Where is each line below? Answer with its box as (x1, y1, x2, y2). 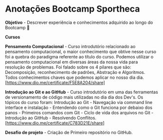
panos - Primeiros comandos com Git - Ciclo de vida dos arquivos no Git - (5, 109, 154, 115)
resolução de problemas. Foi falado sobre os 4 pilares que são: (5, 64, 131, 70)
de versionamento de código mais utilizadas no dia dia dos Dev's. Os (5, 94, 144, 100)
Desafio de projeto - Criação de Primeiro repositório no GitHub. (5, 129, 133, 135)
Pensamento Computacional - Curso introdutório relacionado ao (5, 43, 136, 49)
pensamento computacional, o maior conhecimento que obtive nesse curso (5, 49, 157, 54)
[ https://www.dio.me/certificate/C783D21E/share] (5, 120, 105, 126)
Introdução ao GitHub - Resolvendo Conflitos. (5, 115, 96, 121)
